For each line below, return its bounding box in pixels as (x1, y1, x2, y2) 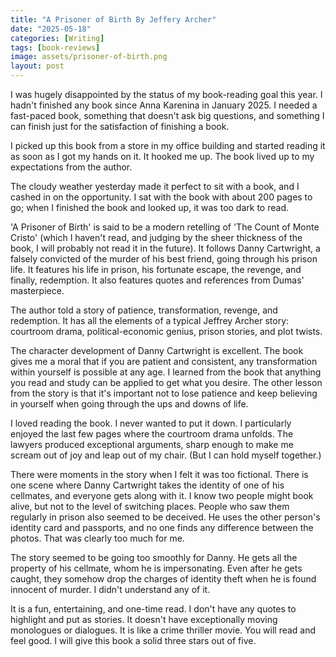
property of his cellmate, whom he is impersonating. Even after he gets (10, 562, 303, 574)
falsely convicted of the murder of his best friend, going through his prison (10, 253, 318, 265)
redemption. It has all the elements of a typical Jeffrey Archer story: (10, 315, 290, 326)
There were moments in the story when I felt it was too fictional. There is (10, 469, 309, 480)
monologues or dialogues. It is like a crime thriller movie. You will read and (10, 624, 317, 636)
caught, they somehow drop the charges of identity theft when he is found (10, 573, 317, 585)
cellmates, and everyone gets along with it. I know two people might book (10, 490, 314, 501)
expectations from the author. (10, 161, 133, 173)
